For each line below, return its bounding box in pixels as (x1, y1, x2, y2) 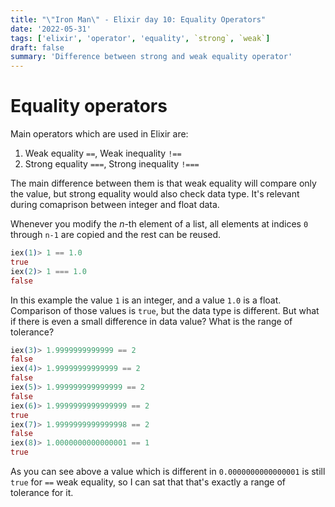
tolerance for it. (10, 487, 74, 499)
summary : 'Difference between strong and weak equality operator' (10, 52, 293, 62)
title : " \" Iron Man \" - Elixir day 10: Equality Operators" (10, 14, 267, 25)
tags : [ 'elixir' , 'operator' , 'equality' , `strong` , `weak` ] (10, 33, 271, 43)
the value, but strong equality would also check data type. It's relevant (10, 188, 300, 200)
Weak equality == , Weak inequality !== (24, 147, 182, 160)
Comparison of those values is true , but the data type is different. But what (10, 304, 320, 316)
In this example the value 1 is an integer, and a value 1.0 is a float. (10, 294, 282, 306)
